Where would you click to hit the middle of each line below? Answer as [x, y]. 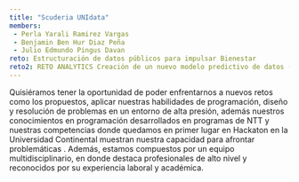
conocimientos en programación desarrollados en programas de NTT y [139, 120]
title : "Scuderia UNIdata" [59, 17]
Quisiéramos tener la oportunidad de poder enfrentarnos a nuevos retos [141, 92]
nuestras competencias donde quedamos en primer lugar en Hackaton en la [149, 130]
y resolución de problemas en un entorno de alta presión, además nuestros [147, 111]
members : [25, 26]
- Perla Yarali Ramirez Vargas [71, 34]
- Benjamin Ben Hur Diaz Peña [69, 42]
